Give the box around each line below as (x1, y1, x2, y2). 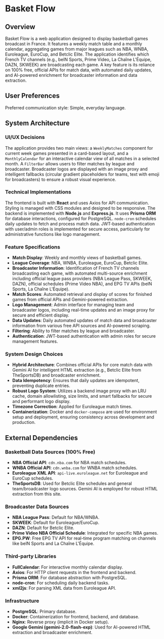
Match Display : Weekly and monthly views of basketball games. (12, 255, 142, 261)
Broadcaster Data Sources (5, 503, 70, 510)
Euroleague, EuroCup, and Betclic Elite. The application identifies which (5, 51, 149, 57)
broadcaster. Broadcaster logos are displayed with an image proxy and (5, 166, 148, 172)
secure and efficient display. (12, 312, 70, 318)
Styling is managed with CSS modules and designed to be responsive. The (5, 205, 156, 211)
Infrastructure (5, 597, 40, 604)
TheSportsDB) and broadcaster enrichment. (12, 372, 101, 378)
